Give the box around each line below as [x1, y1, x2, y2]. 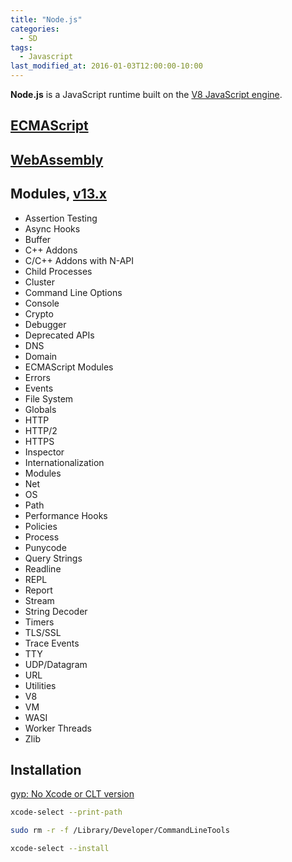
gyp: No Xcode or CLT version [10, 788, 135, 800]
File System [24, 392, 74, 405]
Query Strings [24, 552, 83, 564]
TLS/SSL [24, 626, 62, 638]
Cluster [24, 276, 55, 288]
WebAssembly [10, 151, 104, 168]
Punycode [24, 541, 67, 553]
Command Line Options [24, 286, 123, 298]
